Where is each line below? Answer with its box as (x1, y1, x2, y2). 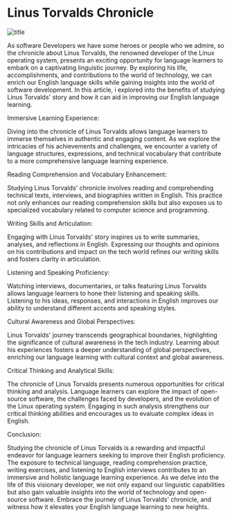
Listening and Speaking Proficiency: (7, 268, 110, 276)
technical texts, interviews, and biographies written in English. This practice (7, 191, 223, 199)
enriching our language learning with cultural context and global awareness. (7, 353, 224, 361)
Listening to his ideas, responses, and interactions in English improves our (7, 296, 219, 305)
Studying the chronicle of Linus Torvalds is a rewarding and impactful (7, 443, 206, 452)
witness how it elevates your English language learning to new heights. (7, 502, 209, 511)
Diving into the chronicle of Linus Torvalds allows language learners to (7, 127, 208, 135)
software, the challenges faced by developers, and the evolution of (28, 394, 220, 403)
